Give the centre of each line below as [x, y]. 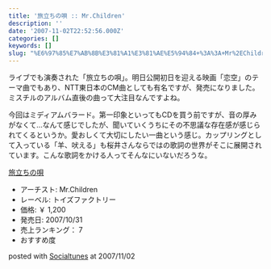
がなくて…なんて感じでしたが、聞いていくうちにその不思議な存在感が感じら [134, 125]
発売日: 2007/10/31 [51, 220]
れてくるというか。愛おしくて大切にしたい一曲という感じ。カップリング [128, 135]
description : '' [35, 23]
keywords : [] [30, 46]
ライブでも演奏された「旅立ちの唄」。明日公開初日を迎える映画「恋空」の [130, 77]
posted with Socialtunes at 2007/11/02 [72, 256]
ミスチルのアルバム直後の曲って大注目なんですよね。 [96, 97]
